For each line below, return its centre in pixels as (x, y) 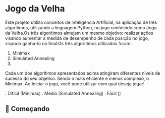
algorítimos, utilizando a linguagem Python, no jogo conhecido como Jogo (81, 27)
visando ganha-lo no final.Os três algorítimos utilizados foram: (69, 43)
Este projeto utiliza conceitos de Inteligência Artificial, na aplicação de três (81, 22)
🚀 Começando (27, 109)
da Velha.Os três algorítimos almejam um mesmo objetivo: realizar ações (79, 33)
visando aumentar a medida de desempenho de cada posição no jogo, (77, 38)
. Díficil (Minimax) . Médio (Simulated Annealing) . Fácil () (63, 93)
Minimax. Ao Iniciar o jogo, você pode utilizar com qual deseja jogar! (75, 84)
